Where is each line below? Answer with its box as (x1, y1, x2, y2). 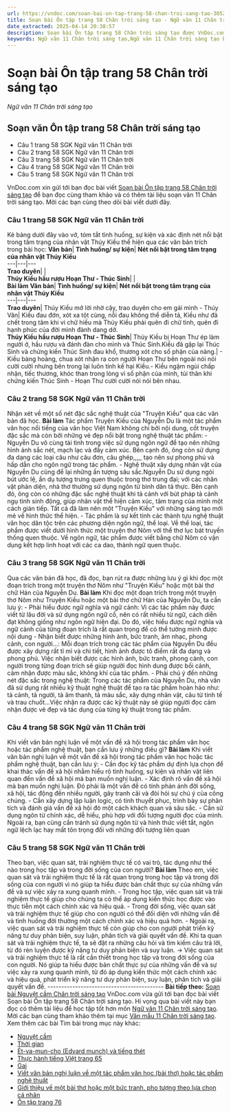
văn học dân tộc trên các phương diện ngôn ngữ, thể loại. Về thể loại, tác (7, 519, 214, 527)
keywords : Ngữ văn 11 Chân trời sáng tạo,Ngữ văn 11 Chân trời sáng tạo (7, 36, 220, 43)
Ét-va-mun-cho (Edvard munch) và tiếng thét (16, 1047, 146, 1055)
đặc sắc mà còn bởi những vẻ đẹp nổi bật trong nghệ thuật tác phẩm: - (7, 431, 208, 440)
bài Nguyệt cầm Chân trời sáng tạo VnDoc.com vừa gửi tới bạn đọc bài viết (7, 990, 219, 998)
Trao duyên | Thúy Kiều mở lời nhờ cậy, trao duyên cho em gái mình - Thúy (7, 304, 219, 312)
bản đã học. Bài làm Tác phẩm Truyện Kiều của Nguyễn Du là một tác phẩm (7, 417, 222, 425)
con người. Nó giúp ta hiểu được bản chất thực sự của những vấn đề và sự (7, 960, 217, 969)
